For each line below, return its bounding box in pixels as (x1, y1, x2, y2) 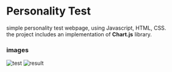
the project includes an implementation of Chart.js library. (6, 30, 152, 38)
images (6, 45, 29, 54)
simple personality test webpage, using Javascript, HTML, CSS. (6, 24, 167, 31)
